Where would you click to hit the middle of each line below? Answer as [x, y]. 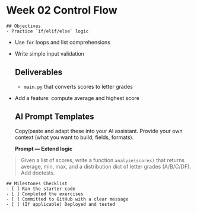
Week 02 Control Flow [62, 10]
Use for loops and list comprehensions [63, 42]
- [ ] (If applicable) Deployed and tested [61, 204]
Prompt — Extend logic [44, 149]
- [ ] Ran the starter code [41, 189]
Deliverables [39, 72]
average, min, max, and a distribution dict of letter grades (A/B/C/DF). [106, 166]
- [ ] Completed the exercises [45, 194]
